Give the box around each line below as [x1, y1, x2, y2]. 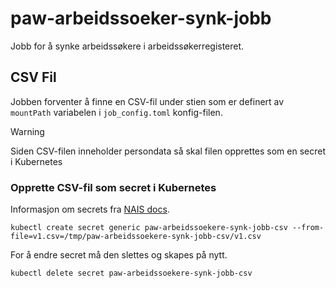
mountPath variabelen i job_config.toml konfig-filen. [10, 106, 223, 118]
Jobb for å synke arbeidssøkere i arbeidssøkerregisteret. [10, 40, 245, 52]
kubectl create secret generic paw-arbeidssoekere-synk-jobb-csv [10, 223, 288, 233]
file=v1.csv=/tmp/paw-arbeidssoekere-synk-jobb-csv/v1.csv [10, 232, 262, 242]
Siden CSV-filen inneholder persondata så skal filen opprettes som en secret [10, 145, 327, 157]
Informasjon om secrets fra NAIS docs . [10, 203, 170, 216]
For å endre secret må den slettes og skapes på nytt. [10, 249, 228, 261]
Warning [10, 125, 45, 137]
